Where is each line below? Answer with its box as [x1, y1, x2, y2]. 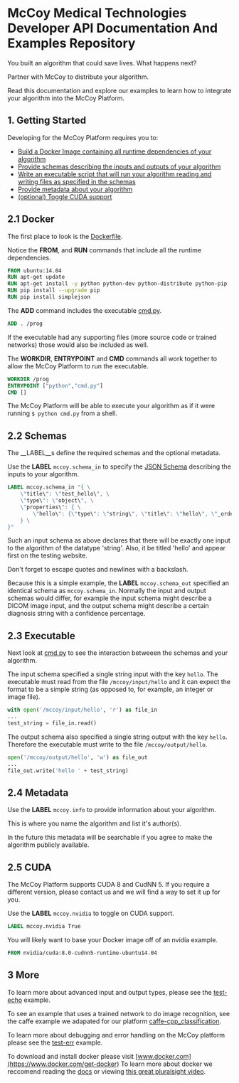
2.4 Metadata [7, 786, 69, 799]
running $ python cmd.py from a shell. [7, 409, 117, 417]
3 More [7, 969, 40, 981]
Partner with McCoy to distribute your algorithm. [7, 73, 149, 81]
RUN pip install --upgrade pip [7, 287, 100, 294]
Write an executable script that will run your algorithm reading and [17, 169, 212, 178]
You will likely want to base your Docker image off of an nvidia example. [7, 935, 218, 944]
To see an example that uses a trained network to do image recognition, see [7, 1009, 230, 1018]
